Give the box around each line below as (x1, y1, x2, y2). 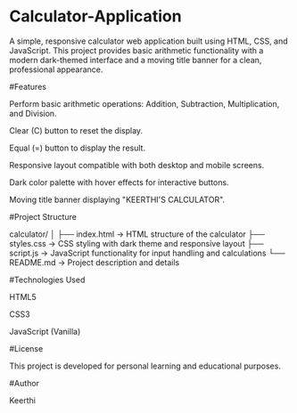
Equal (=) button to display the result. (9, 142, 145, 153)
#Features (9, 81, 47, 92)
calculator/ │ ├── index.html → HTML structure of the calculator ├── (9, 229, 266, 239)
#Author (9, 377, 40, 388)
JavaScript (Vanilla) (9, 326, 81, 336)
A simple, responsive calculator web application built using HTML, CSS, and (9, 36, 288, 46)
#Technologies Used (9, 274, 86, 285)
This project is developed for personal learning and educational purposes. (9, 360, 281, 371)
